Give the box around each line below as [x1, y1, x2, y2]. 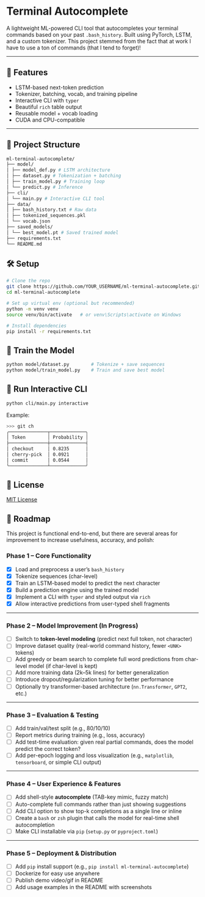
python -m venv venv [6, 306, 59, 312]
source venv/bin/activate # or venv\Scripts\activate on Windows [6, 312, 182, 318]
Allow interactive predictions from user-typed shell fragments [15, 600, 170, 607]
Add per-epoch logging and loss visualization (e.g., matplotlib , [15, 752, 174, 759]
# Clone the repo [6, 278, 51, 284]
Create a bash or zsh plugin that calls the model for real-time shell [15, 814, 179, 821]
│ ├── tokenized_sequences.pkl [6, 213, 86, 219]
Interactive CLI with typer [15, 97, 79, 104]
